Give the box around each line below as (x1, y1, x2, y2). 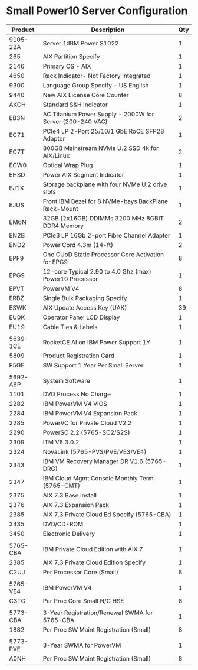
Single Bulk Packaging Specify (42, 294, 128, 302)
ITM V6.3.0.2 (42, 438, 80, 446)
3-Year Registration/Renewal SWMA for (42, 609, 153, 617)
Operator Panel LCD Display (42, 313, 120, 321)
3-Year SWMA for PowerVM (42, 641, 121, 649)
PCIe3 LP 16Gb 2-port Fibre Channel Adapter (42, 231, 171, 239)
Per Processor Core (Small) (42, 568, 119, 576)
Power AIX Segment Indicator (42, 170, 125, 178)
